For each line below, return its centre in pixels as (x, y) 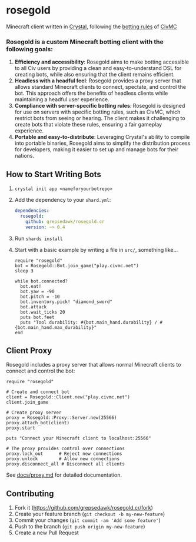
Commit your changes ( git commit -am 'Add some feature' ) (87, 520)
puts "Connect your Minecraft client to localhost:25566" (79, 438)
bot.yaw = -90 (37, 291)
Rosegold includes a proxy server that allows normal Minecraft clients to (94, 365)
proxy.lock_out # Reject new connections (64, 454)
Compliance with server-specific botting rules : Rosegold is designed (100, 106)
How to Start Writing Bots (54, 174)
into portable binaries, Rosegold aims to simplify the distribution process (102, 143)
